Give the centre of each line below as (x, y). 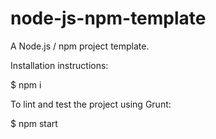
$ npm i (26, 84)
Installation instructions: (59, 65)
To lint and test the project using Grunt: (91, 104)
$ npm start (34, 123)
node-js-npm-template (108, 18)
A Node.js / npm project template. (80, 46)
